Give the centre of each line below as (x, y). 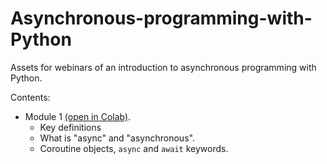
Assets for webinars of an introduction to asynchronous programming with (163, 67)
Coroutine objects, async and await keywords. (134, 148)
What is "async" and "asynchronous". (117, 138)
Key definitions (70, 127)
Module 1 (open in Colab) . (78, 116)
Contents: (30, 97)
